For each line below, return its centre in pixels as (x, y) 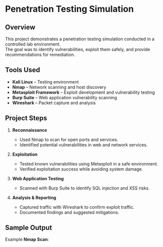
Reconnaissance (30, 130)
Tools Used (23, 70)
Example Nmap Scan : (27, 240)
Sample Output (29, 228)
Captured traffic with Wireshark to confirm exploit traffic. (77, 207)
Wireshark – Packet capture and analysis (54, 103)
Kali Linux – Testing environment (45, 82)
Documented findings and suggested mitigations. (69, 212)
